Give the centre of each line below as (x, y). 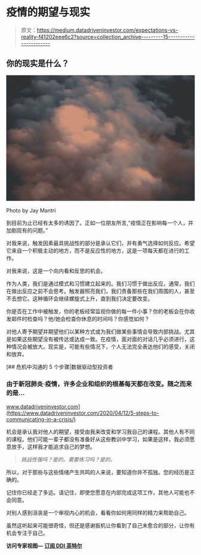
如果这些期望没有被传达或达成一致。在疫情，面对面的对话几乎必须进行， (100, 339)
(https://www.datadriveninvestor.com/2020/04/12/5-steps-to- (83, 413)
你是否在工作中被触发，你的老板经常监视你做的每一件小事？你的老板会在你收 (100, 311)
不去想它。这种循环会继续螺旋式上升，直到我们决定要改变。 (80, 299)
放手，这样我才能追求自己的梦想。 (53, 446)
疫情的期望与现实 (48, 12)
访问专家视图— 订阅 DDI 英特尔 (44, 545)
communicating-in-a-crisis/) (41, 419)
